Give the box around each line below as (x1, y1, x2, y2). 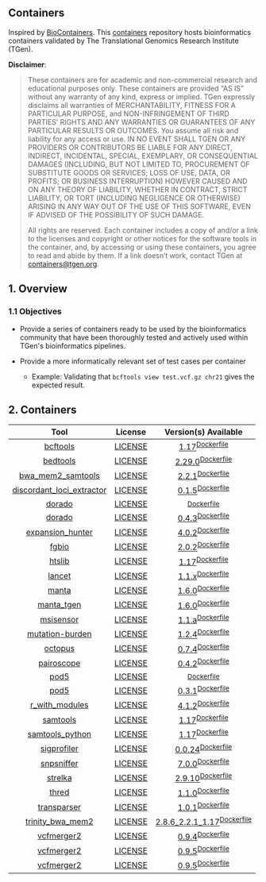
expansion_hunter (25, 526, 93, 537)
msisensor (40, 614, 79, 625)
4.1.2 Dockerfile (177, 699, 230, 711)
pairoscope (38, 657, 81, 668)
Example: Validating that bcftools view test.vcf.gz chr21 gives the (31, 372, 255, 381)
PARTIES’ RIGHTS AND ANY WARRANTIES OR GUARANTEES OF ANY (27, 117, 256, 126)
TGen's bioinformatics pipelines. (19, 341, 126, 350)
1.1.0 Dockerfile (177, 786, 230, 799)
